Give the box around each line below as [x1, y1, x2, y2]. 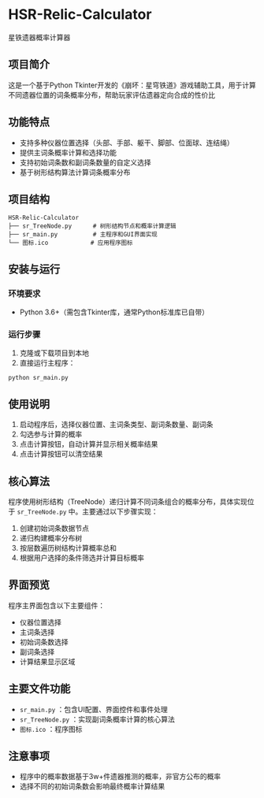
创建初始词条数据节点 [19, 523, 89, 533]
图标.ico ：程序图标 [19, 724, 83, 733]
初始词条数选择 [19, 637, 69, 647]
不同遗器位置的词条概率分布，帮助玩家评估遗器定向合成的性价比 [8, 90, 215, 99]
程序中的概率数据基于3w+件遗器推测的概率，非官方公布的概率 [19, 772, 221, 781]
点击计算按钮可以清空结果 [19, 449, 103, 458]
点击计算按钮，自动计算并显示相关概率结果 [19, 440, 158, 449]
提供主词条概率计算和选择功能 [19, 147, 117, 157]
